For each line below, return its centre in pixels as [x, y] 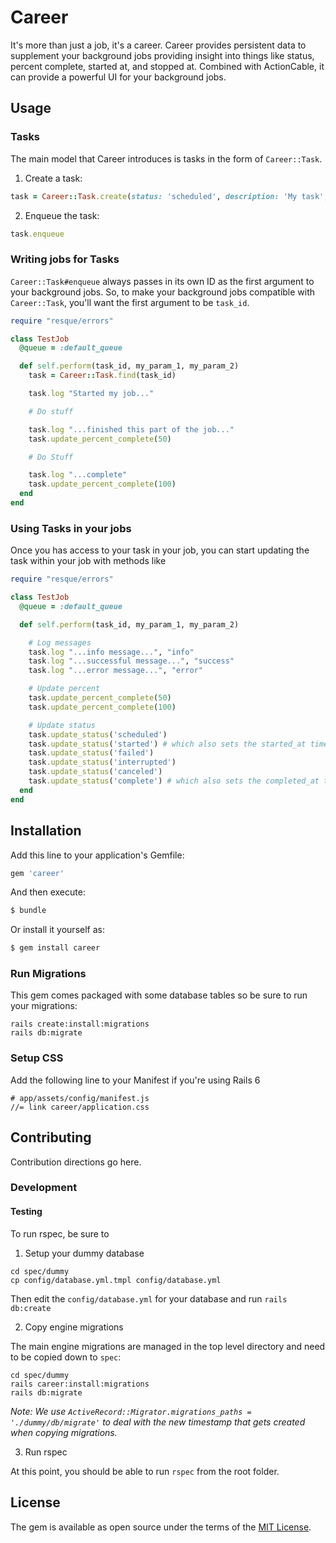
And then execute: [48, 892]
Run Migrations [48, 974]
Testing [26, 1212]
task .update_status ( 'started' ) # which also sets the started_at [167, 744]
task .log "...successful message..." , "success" [131, 661]
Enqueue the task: [62, 215]
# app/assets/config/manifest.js [80, 1098]
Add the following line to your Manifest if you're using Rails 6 [135, 1080]
